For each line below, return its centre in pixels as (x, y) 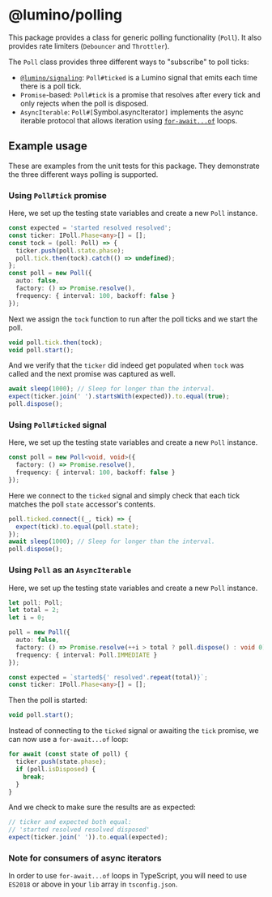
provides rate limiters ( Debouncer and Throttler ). (89, 45)
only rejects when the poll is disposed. (84, 103)
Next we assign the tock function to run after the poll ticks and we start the (133, 319)
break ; (34, 777)
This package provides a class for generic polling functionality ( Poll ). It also (135, 37)
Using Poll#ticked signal (58, 425)
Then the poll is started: (48, 701)
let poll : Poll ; (36, 602)
